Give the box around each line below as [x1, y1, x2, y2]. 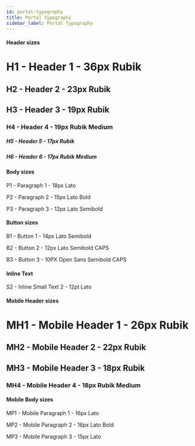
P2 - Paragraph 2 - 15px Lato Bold [6, 193, 91, 200]
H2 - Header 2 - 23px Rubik [6, 84, 111, 94]
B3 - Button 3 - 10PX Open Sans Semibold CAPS [6, 256, 127, 263]
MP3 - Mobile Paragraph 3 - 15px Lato [6, 433, 101, 440]
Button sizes [6, 219, 39, 226]
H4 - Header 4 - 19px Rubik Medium [6, 122, 113, 131]
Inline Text [6, 270, 33, 277]
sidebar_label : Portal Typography [6, 20, 94, 26]
